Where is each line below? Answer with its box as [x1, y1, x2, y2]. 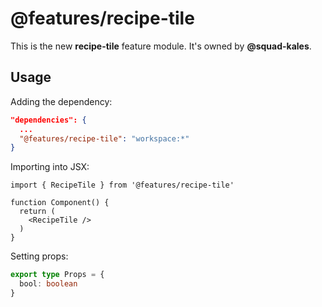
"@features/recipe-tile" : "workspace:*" [19, 133, 190, 144]
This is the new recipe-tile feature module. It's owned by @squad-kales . [10, 40, 312, 52]
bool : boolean [19, 279, 78, 289]
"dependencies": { [10, 115, 87, 125]
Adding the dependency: [10, 95, 113, 107]
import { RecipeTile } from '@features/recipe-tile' [10, 180, 235, 191]
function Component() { [10, 198, 110, 208]
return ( [19, 207, 56, 217]
